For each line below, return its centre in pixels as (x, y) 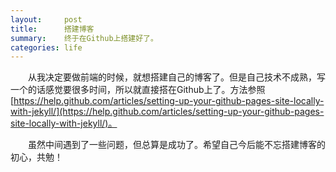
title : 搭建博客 (52, 29)
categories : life (46, 47)
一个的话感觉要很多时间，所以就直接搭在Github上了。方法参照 (138, 90)
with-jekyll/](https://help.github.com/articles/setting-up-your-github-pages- (167, 112)
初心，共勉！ (36, 157)
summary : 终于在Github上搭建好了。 (84, 38)
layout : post (46, 19)
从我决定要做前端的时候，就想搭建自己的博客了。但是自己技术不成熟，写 (176, 77)
